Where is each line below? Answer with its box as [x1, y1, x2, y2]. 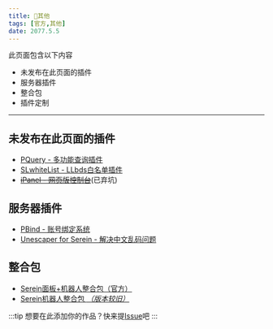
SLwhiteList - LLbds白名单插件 [19, 165, 123, 175]
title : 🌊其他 [8, 11, 50, 20]
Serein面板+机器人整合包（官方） [19, 284, 132, 293]
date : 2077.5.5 [8, 27, 60, 35]
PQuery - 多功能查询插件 [19, 155, 103, 165]
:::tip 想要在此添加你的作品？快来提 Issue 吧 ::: [8, 310, 158, 321]
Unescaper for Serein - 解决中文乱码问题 [19, 235, 157, 244]
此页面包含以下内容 [8, 50, 73, 60]
